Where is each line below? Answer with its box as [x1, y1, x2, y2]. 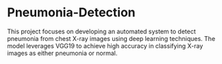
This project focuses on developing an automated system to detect [7, 27, 197, 35]
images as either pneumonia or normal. [7, 49, 118, 57]
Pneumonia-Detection [7, 5, 136, 20]
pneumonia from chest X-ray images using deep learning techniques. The [7, 34, 216, 42]
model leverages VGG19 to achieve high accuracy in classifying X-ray [7, 42, 203, 50]
